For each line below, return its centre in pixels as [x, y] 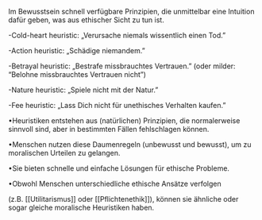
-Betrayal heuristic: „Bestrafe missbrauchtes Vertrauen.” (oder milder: [122, 66]
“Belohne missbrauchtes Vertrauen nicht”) [77, 74]
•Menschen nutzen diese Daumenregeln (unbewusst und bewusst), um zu [130, 145]
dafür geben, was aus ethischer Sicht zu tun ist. [86, 20]
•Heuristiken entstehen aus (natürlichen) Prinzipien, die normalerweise [124, 121]
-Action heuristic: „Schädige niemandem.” [77, 50]
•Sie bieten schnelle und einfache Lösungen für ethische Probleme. [119, 168]
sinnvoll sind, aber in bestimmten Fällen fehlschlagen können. [109, 129]
